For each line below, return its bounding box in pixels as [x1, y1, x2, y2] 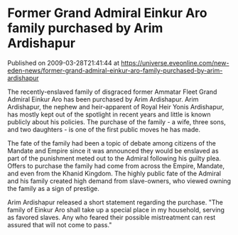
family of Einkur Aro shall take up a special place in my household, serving [7, 205, 225, 214]
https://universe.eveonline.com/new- [120, 58, 229, 67]
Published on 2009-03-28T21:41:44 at [7, 58, 119, 67]
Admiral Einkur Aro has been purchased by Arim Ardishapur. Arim [7, 94, 199, 104]
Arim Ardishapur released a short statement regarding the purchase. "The [7, 197, 224, 207]
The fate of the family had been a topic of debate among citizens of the [7, 138, 217, 147]
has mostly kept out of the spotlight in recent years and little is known [7, 110, 211, 119]
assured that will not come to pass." [7, 220, 112, 229]
